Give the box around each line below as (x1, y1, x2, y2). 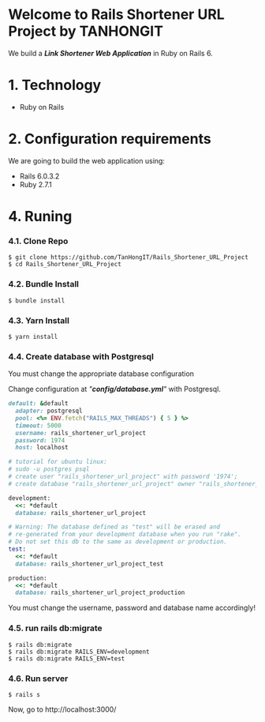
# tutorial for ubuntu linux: (8, 458, 108, 466)
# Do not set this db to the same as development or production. (8, 538, 227, 546)
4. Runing (8, 208, 73, 225)
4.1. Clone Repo (8, 235, 69, 246)
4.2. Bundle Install (8, 279, 80, 290)
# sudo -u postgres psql (8, 465, 90, 473)
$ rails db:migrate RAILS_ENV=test (8, 654, 125, 663)
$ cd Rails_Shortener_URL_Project (8, 261, 122, 269)
